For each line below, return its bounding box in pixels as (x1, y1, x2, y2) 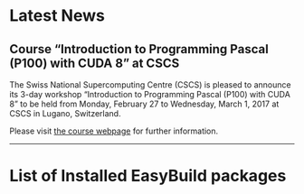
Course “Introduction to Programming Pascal (9, 42, 269, 57)
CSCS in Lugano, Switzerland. (9, 108, 121, 118)
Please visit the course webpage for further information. (9, 125, 219, 136)
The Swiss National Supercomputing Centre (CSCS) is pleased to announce (9, 79, 291, 90)
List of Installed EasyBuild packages (9, 166, 287, 186)
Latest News (9, 5, 106, 26)
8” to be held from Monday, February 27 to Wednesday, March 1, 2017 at (9, 98, 280, 109)
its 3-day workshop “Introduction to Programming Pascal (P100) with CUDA (9, 89, 291, 99)
